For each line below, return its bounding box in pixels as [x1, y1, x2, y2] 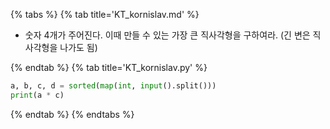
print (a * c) [10, 90, 65, 100]
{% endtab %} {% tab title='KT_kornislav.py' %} [10, 62, 208, 73]
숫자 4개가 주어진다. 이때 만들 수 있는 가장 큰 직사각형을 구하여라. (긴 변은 [24, 29, 311, 41]
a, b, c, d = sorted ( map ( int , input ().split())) [10, 81, 217, 91]
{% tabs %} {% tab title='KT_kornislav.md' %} [10, 9, 200, 20]
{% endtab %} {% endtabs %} [10, 108, 135, 120]
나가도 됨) [59, 42, 98, 53]
